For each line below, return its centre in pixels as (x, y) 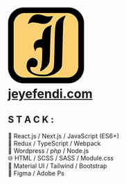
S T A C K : (31, 119)
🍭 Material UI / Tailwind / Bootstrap (57, 166)
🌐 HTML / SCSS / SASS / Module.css (61, 158)
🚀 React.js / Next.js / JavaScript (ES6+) (64, 136)
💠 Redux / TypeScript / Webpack (54, 143)
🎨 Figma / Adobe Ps (36, 173)
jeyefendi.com (50, 94)
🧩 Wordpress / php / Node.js (48, 151)
